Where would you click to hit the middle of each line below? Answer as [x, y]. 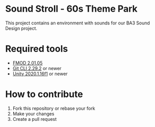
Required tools [37, 49]
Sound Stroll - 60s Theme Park [71, 9]
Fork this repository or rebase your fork [54, 108]
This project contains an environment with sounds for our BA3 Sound [77, 23]
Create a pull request [35, 119]
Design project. [21, 28]
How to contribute [44, 94]
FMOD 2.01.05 [28, 63]
